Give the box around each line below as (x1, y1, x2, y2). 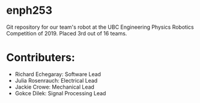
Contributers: (6, 51, 75, 65)
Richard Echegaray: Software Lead (14, 70, 101, 78)
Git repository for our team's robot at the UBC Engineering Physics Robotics (6, 23, 194, 31)
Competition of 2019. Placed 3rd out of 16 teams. (6, 29, 127, 37)
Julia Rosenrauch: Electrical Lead (14, 77, 98, 84)
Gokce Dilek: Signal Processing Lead (14, 89, 106, 96)
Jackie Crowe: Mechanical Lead (14, 83, 95, 90)
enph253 (6, 4, 53, 17)
